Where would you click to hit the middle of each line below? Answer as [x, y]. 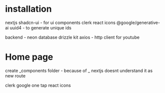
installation [29, 9]
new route [15, 76]
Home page [29, 57]
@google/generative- [138, 23]
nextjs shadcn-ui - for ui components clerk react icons [60, 23]
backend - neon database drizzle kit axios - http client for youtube [72, 37]
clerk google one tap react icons [38, 85]
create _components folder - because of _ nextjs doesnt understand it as [79, 70]
